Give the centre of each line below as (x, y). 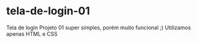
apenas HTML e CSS (32, 33)
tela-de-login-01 (48, 11)
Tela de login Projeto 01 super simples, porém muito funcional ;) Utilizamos (98, 27)
